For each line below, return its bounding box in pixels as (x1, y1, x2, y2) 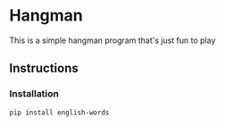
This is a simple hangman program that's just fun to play (9, 35, 216, 46)
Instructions (9, 61, 79, 76)
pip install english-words (9, 108, 110, 117)
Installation (9, 88, 60, 100)
